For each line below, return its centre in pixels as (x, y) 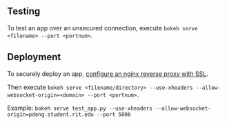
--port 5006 (113, 114)
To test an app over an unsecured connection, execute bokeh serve (102, 28)
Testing (24, 11)
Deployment (34, 57)
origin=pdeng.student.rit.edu (51, 114)
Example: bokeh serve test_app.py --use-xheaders (80, 108)
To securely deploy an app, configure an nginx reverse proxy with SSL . (108, 74)
